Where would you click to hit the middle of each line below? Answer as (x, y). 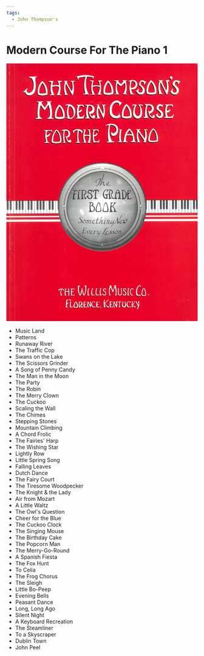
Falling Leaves (33, 466)
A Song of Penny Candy (45, 369)
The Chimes (30, 415)
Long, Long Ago (35, 609)
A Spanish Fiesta (36, 557)
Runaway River (34, 344)
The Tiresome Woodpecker (49, 486)
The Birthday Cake (38, 537)
